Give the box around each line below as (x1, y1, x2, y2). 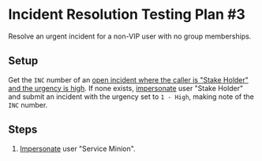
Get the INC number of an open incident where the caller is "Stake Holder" (8, 75, 249, 84)
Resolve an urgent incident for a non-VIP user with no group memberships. (8, 31, 252, 41)
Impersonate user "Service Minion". (19, 144, 136, 153)
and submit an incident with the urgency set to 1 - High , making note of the (8, 92, 255, 101)
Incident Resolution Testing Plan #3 (8, 5, 246, 24)
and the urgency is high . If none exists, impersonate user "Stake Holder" (8, 83, 244, 93)
